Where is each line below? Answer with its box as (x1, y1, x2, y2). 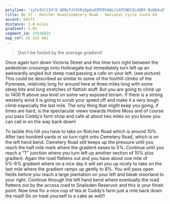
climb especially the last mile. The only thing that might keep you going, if (5, 102, 158, 108)
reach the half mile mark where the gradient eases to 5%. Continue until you (5, 144, 164, 150)
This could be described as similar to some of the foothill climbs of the (5, 75, 152, 81)
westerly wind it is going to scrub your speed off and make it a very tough (5, 97, 159, 103)
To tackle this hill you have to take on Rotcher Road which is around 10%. (5, 128, 158, 134)
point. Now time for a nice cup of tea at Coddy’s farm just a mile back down (5, 187, 163, 193)
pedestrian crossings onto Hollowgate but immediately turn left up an (5, 64, 149, 71)
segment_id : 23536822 (5, 31, 51, 36)
